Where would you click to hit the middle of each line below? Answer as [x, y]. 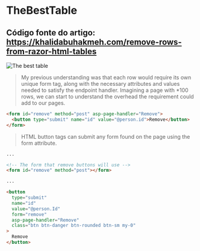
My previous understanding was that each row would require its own [106, 77]
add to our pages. [43, 103]
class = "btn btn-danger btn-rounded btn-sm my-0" [74, 226]
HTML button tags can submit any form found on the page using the [105, 136]
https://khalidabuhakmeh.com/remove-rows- [94, 42]
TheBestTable [42, 11]
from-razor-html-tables [52, 51]
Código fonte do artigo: [51, 33]
